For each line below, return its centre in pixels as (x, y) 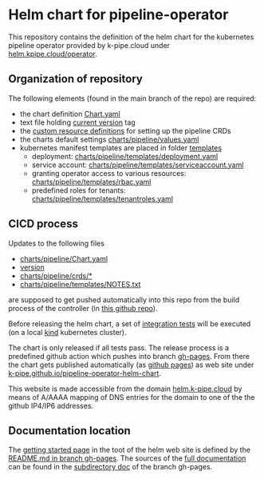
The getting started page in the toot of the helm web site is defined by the (130, 450)
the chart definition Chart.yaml (70, 114)
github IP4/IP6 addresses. (51, 405)
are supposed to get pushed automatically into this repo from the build (124, 299)
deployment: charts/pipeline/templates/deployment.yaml (125, 156)
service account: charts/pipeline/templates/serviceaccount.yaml (138, 165)
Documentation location (70, 431)
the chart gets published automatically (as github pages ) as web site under (131, 365)
